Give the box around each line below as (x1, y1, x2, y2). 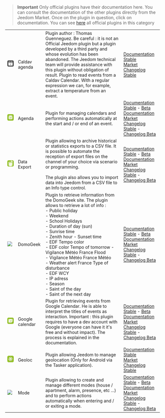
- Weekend (45, 212, 69, 218)
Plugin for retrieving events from (45, 298, 110, 304)
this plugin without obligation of (45, 66, 109, 73)
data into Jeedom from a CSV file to (45, 179, 118, 186)
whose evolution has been (45, 51, 99, 57)
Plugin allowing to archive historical (45, 138, 117, 144)
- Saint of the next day (45, 291, 91, 297)
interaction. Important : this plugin (45, 313, 113, 319)
